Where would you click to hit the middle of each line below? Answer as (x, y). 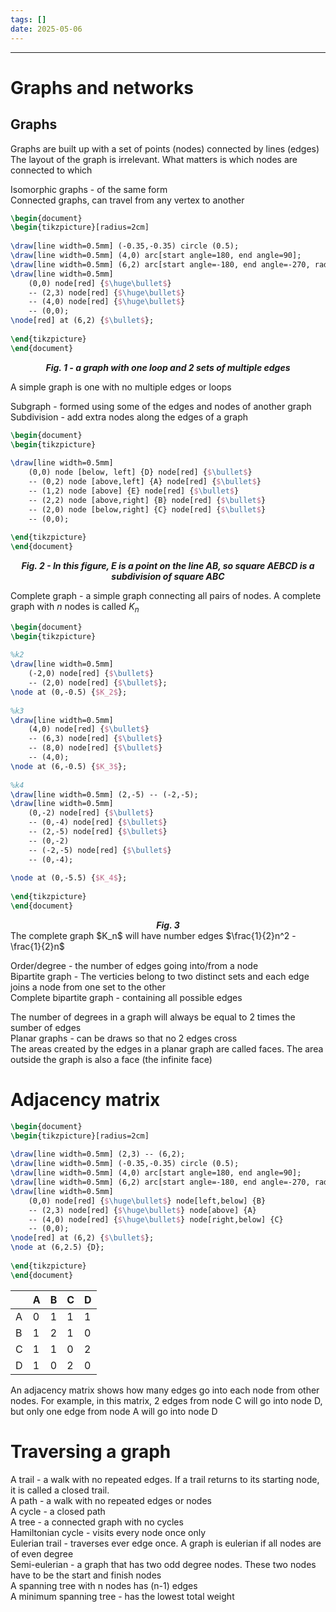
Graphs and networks (102, 87)
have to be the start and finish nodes (86, 1575)
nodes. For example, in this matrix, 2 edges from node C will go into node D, (166, 1400)
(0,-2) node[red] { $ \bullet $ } (91, 813)
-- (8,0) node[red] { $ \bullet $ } (95, 748)
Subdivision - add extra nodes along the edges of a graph (129, 417)
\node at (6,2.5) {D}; (57, 1247)
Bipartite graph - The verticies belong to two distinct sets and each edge (160, 976)
